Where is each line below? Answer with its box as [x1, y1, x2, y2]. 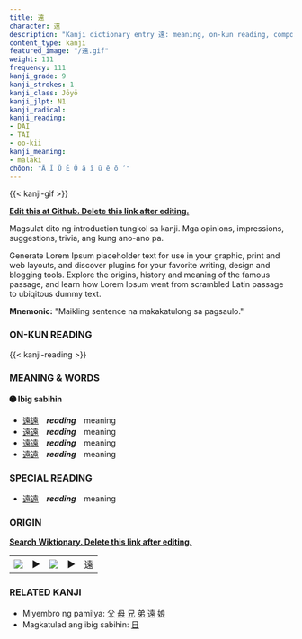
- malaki [9, 155, 42, 165]
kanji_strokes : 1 [9, 80, 75, 89]
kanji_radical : [9, 105, 67, 114]
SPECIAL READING [9, 472, 93, 484]
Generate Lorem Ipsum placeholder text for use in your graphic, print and [9, 250, 280, 261]
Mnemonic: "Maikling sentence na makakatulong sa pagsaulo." [9, 306, 244, 317]
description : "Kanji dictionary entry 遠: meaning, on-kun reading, [9, 30, 270, 39]
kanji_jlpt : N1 [9, 96, 67, 106]
